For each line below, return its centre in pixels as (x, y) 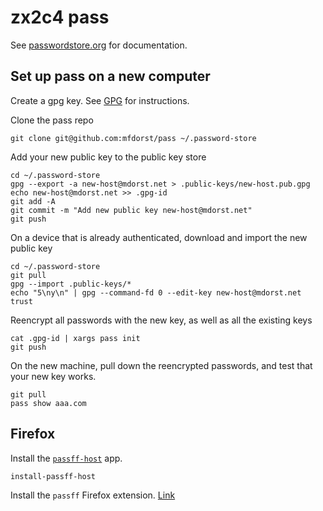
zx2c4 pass (60, 17)
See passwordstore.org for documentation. (99, 45)
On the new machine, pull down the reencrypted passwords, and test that (161, 365)
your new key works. (53, 376)
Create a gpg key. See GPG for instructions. (100, 100)
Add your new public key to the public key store (108, 157)
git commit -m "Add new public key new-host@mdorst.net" (131, 210)
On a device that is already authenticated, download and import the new (159, 237)
